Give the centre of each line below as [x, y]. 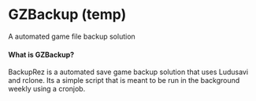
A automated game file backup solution [72, 36]
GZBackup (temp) [67, 15]
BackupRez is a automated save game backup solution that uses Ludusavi [128, 72]
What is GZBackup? [41, 54]
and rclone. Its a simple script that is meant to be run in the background [124, 80]
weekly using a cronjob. [47, 89]
